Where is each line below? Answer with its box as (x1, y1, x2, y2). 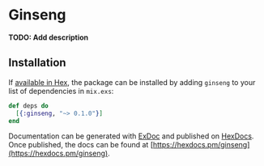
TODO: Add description (8, 32, 89, 42)
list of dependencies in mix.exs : (8, 86, 114, 96)
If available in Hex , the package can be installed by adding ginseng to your (8, 77, 256, 87)
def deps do (8, 101, 49, 110)
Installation (8, 56, 66, 70)
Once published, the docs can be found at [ (8, 140, 154, 150)
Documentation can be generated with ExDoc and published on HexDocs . (8, 131, 254, 141)
